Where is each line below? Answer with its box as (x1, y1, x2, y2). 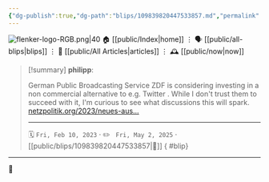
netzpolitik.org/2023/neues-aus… (27, 106, 139, 115)
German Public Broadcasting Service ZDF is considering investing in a (27, 80, 259, 90)
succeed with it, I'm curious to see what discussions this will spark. (27, 97, 250, 107)
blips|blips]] (8, 46, 48, 56)
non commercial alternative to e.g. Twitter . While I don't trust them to (27, 89, 258, 99)
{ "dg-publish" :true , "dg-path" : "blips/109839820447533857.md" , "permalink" (8, 11, 260, 20)
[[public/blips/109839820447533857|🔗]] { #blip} (27, 141, 189, 151)
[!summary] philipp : (27, 65, 94, 75)
